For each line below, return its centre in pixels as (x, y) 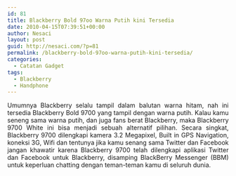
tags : (15, 72)
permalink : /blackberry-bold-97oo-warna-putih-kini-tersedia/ (100, 53)
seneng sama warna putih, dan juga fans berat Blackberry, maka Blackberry (118, 121)
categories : (25, 60)
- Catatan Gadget (39, 66)
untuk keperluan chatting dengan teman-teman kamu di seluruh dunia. (109, 165)
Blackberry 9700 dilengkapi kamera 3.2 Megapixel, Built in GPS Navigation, (118, 135)
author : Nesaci (29, 33)
